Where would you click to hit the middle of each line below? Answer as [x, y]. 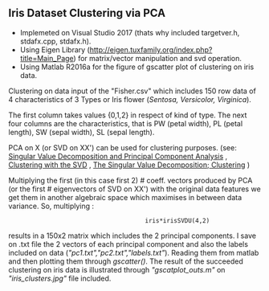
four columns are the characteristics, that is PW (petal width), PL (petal [126, 123]
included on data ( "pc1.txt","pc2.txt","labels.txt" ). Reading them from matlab [134, 252]
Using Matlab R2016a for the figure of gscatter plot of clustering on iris [137, 67]
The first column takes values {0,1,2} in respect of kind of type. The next [128, 115]
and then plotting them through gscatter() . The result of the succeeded [126, 261]
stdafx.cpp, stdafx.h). [55, 41]
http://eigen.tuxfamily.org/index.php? [151, 49]
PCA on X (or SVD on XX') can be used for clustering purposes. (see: [122, 147]
